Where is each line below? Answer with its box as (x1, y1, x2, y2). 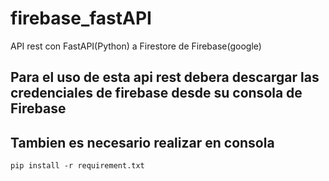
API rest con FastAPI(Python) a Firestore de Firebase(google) (10, 40, 262, 52)
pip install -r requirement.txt (10, 161, 145, 171)
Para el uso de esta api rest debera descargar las (10, 69, 320, 86)
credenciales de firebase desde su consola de (10, 85, 303, 102)
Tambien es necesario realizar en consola (10, 134, 275, 151)
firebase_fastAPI (10, 7, 152, 30)
